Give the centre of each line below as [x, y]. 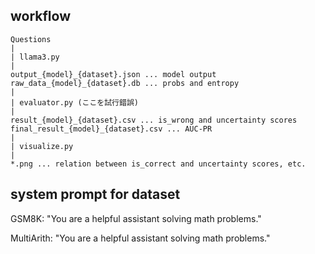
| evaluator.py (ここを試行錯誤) [74, 102]
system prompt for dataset [95, 194]
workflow [40, 16]
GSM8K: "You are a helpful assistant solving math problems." [136, 218]
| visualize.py [42, 146]
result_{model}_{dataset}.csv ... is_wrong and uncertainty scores [154, 120]
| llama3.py [35, 57]
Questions [31, 39]
